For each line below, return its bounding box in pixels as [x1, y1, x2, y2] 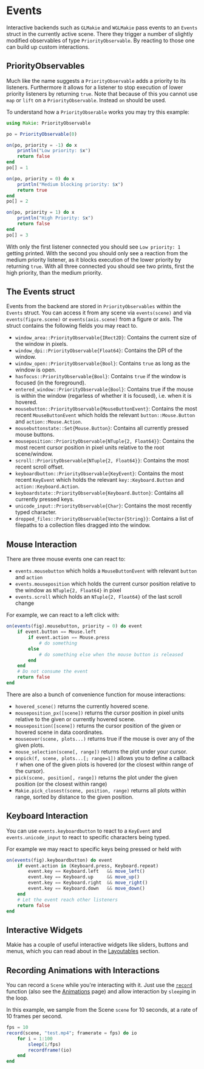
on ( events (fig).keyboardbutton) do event [6, 857, 113, 863]
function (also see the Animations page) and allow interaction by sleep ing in [6, 988, 196, 995]
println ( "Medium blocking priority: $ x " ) [17, 181, 123, 188]
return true [17, 187, 47, 193]
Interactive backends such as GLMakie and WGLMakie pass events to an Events [6, 24, 198, 31]
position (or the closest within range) [15, 780, 107, 788]
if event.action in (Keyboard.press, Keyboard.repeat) [17, 863, 159, 869]
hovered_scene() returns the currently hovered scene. [15, 702, 150, 710]
